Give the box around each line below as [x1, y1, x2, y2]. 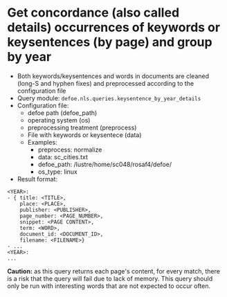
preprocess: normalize [37, 145, 102, 154]
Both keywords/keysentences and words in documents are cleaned [17, 71, 210, 80]
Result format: [17, 174, 57, 183]
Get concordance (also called [7, 5, 180, 21]
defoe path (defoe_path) [27, 109, 98, 117]
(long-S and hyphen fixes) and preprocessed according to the [17, 79, 194, 87]
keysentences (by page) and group [7, 35, 212, 50]
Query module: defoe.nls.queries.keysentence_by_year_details [17, 93, 201, 102]
